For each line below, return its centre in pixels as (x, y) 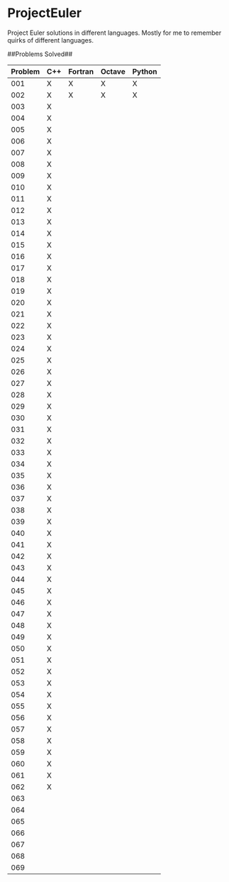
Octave (113, 71)
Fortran (81, 71)
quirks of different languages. (51, 40)
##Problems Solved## (40, 54)
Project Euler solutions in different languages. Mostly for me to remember (114, 33)
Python (145, 71)
